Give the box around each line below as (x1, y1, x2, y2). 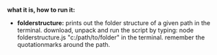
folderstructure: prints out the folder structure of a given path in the (16, 19, 211, 26)
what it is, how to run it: (7, 6, 76, 14)
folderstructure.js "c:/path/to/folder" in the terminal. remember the (16, 33, 205, 41)
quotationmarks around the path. (16, 41, 111, 48)
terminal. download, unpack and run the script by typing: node (16, 26, 194, 34)
